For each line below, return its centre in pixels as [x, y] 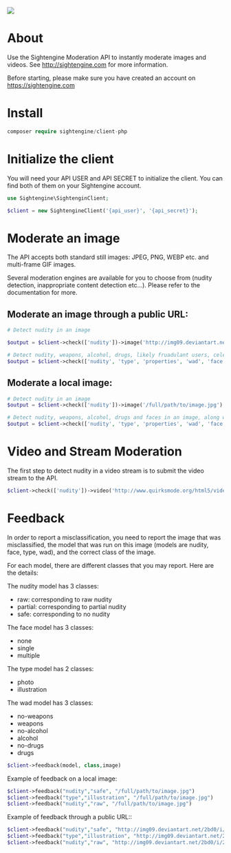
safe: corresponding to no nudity [64, 614]
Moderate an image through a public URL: [98, 314]
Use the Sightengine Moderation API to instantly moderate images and [107, 57]
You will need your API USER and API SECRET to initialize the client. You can [115, 178]
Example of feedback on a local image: [62, 779]
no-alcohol [32, 730]
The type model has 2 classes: [51, 668]
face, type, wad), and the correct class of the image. [81, 552]
